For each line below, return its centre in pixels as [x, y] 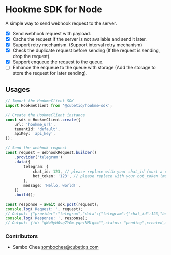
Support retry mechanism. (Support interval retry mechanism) [77, 45]
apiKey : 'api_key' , [35, 134]
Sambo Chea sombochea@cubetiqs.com [56, 247]
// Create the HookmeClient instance [45, 115]
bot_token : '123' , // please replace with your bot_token [95, 176]
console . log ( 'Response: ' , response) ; [46, 218]
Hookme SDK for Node [54, 9]
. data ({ [22, 162]
